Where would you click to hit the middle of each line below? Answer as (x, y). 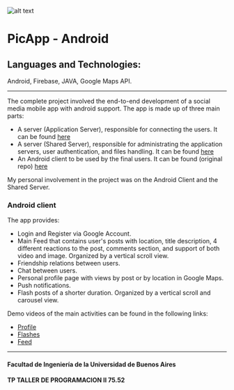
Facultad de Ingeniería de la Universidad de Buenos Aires (92, 364)
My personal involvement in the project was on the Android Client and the (112, 180)
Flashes (29, 334)
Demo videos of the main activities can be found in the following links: (108, 314)
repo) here (32, 166)
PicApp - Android (58, 39)
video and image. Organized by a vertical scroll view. (93, 256)
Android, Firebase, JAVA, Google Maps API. (70, 81)
